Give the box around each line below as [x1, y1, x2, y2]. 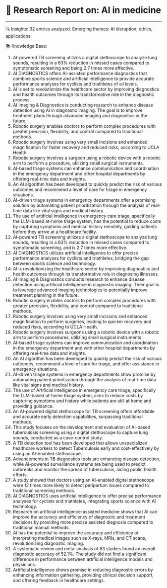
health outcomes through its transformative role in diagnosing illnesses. [12, 271, 159, 277]
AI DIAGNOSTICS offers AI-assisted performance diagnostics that [12, 70, 148, 76]
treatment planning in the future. [12, 292, 79, 298]
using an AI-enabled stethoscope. [12, 450, 82, 456]
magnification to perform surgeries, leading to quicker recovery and [12, 318, 152, 325]
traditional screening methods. [12, 487, 76, 494]
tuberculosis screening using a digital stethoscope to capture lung [12, 429, 148, 435]
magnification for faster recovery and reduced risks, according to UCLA [12, 144, 160, 150]
